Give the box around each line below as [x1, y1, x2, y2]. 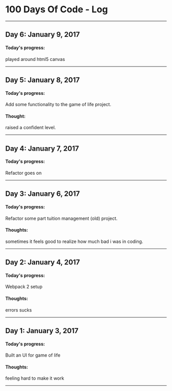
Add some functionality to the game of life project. [5, 101, 112, 108]
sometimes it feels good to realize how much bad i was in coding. [5, 238, 143, 244]
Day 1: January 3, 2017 [5, 326, 79, 335]
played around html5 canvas [5, 56, 66, 62]
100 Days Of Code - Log [5, 4, 109, 15]
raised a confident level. [5, 125, 56, 131]
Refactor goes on [5, 170, 42, 176]
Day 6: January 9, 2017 [5, 30, 80, 39]
